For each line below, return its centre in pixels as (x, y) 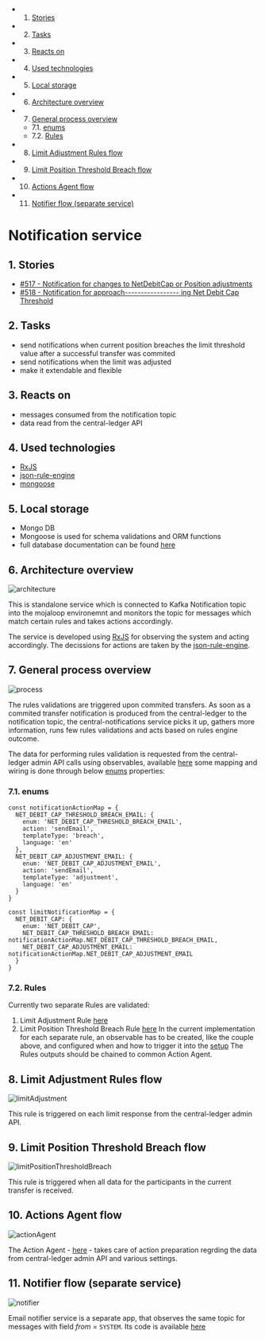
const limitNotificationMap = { (61, 912)
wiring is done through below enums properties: (86, 770)
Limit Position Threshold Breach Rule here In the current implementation (137, 1029)
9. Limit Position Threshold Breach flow (107, 1147)
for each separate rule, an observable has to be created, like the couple (136, 1038)
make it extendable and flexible (71, 370)
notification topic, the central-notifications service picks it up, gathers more (132, 721)
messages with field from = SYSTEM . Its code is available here (107, 1326)
